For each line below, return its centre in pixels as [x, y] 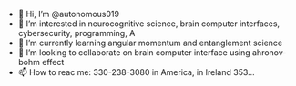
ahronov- [269, 53]
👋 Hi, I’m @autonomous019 [69, 14]
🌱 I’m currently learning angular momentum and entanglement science [150, 43]
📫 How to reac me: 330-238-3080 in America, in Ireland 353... [136, 72]
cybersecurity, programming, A [77, 33]
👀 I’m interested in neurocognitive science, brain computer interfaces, [149, 24]
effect [53, 62]
